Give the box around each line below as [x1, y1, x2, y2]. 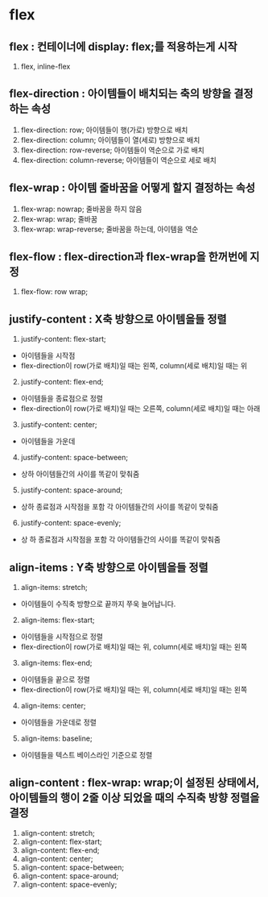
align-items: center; [20, 701, 86, 711]
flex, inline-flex [20, 62, 71, 71]
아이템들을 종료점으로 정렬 [20, 393, 104, 404]
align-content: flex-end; [20, 845, 100, 855]
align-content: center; [20, 853, 93, 863]
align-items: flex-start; [20, 615, 95, 625]
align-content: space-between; [20, 862, 124, 872]
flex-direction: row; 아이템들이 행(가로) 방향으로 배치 [20, 125, 188, 135]
